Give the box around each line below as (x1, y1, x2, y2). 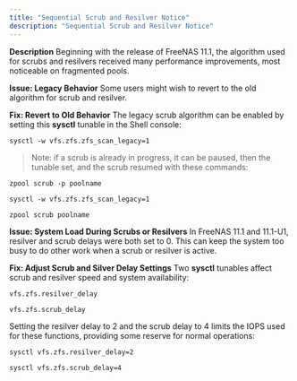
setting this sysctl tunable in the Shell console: (9, 118, 182, 130)
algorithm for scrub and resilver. (9, 91, 128, 103)
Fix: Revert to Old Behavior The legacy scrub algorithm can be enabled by (9, 109, 284, 120)
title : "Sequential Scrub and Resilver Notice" (9, 13, 191, 22)
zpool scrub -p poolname (9, 178, 102, 188)
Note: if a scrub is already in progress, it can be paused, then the (30, 152, 271, 162)
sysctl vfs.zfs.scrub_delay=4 (9, 363, 123, 372)
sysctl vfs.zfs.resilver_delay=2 (9, 347, 134, 357)
